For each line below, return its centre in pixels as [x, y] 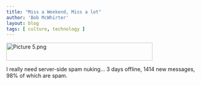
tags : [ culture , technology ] [46, 29]
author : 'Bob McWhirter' [38, 18]
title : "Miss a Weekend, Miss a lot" [54, 12]
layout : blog [23, 23]
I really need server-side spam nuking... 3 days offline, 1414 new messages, [101, 69]
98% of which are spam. [37, 76]
